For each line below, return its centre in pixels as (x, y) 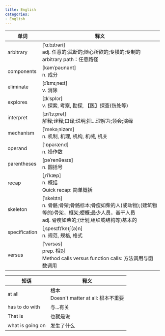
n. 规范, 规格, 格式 (62, 235)
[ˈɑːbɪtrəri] (54, 45)
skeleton (17, 209)
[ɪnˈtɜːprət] (54, 114)
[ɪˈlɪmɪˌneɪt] (55, 83)
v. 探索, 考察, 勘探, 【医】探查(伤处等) (85, 105)
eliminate (18, 87)
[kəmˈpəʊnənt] (59, 68)
